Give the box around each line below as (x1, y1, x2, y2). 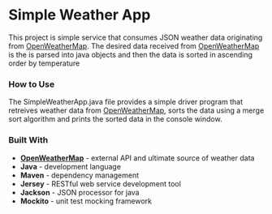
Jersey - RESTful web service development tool (19, 178, 181, 188)
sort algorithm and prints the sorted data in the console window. (8, 114, 222, 124)
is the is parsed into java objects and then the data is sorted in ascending (8, 49, 253, 59)
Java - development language (19, 161, 122, 171)
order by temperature (8, 58, 80, 68)
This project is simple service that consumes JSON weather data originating (8, 32, 263, 42)
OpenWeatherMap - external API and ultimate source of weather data (19, 152, 255, 163)
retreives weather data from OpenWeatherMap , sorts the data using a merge (8, 105, 265, 115)
